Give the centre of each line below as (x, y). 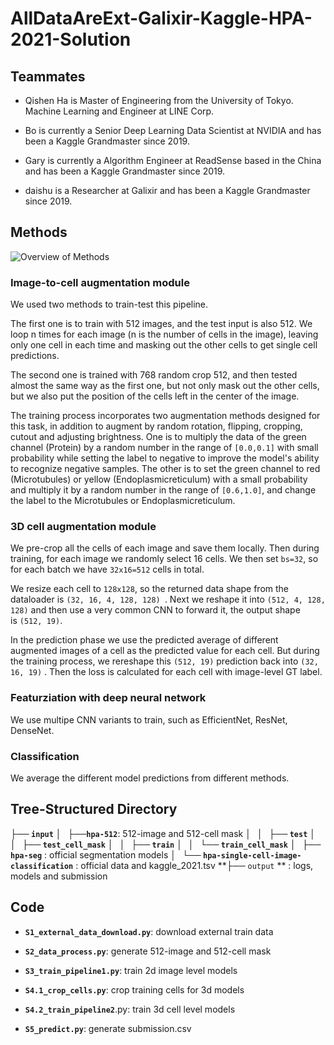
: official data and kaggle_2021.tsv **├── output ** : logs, (194, 865)
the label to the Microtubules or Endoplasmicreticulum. (123, 501)
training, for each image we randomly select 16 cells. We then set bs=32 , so (164, 559)
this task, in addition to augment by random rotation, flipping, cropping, (156, 426)
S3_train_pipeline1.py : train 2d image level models (131, 970)
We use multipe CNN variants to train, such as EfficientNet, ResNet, (149, 719)
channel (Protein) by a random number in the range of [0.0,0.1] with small (164, 448)
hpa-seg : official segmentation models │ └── (106, 854)
